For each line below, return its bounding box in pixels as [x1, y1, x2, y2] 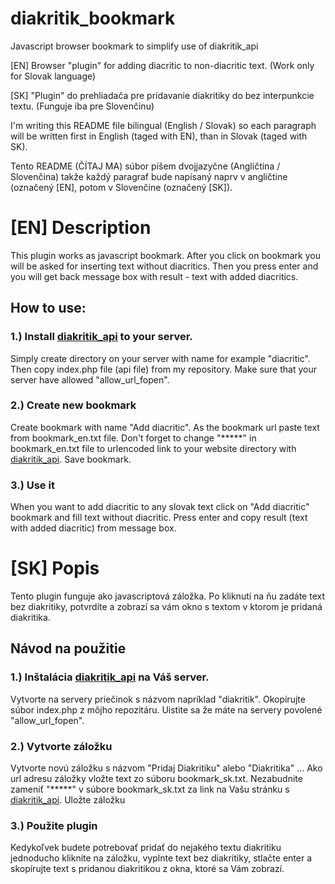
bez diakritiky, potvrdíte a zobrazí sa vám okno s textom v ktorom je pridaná [10, 601, 323, 613]
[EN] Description [10, 217, 152, 239]
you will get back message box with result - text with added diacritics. [10, 270, 299, 282]
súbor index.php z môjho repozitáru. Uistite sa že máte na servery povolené [10, 703, 323, 716]
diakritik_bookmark [10, 7, 176, 30]
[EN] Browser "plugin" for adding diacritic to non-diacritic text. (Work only [10, 59, 315, 71]
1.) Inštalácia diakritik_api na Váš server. [10, 670, 210, 684]
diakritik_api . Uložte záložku [10, 794, 126, 806]
